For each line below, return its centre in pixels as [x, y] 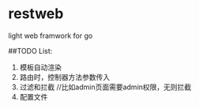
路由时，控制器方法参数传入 [65, 77]
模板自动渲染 [40, 67]
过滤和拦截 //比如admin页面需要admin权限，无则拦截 [105, 87]
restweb [36, 14]
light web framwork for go [51, 36]
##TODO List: [30, 51]
